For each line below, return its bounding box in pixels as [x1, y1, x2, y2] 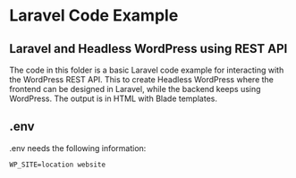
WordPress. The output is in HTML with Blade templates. [9, 93, 217, 104]
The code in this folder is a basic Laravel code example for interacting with [9, 64, 284, 75]
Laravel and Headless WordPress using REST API [9, 41, 288, 56]
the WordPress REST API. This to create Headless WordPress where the [9, 74, 275, 85]
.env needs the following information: [9, 142, 147, 153]
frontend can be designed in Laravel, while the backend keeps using [9, 84, 261, 94]
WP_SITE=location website [9, 160, 106, 169]
